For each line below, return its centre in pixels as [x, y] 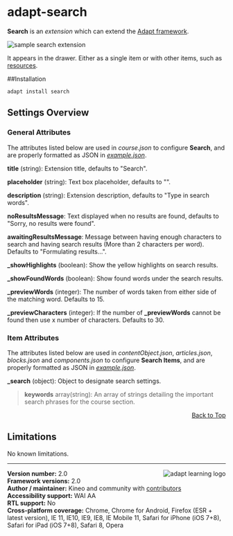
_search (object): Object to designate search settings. [84, 381]
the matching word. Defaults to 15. [56, 299]
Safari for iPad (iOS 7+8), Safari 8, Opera [65, 525]
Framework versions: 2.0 [44, 481]
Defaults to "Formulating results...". [57, 251]
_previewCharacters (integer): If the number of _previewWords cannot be [114, 312]
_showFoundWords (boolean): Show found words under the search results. [115, 278]
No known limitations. [38, 454]
